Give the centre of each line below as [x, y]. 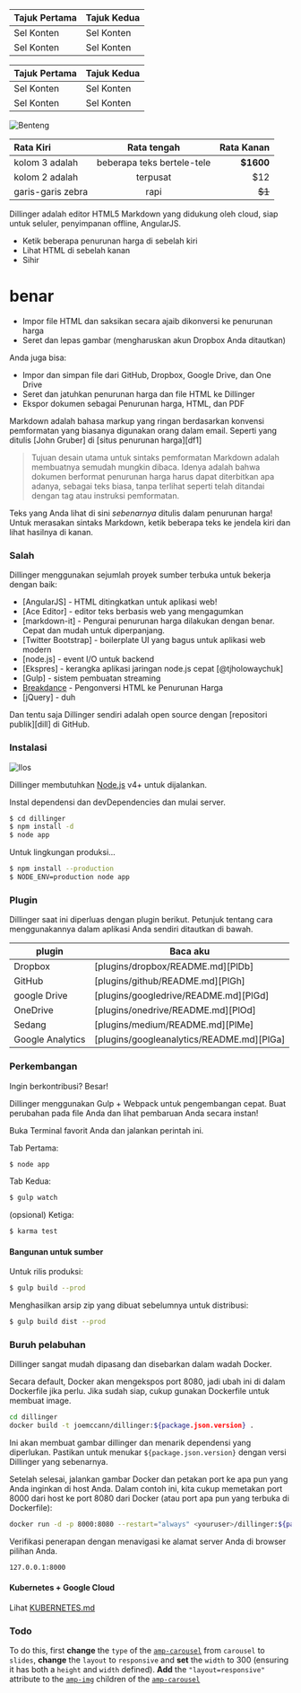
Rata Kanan [245, 147]
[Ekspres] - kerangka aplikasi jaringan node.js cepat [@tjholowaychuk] [153, 669]
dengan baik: [34, 585]
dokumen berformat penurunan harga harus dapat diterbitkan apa [153, 476]
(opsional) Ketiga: [42, 1215]
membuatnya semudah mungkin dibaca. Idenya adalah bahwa [146, 467]
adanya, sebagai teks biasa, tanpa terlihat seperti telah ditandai [148, 486]
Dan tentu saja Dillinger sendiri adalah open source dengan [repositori [138, 715]
